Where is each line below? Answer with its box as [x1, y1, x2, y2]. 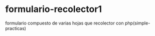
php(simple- [124, 20, 150, 26]
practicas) [5, 25, 27, 31]
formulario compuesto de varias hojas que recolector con [5, 20, 124, 26]
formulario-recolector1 [5, 3, 102, 15]
